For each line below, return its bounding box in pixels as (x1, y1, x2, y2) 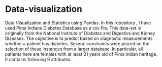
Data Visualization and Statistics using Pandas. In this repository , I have (5, 20, 151, 26)
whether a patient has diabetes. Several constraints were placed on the (5, 40, 150, 46)
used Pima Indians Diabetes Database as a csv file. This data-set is (5, 25, 141, 31)
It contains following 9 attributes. (5, 56, 72, 62)
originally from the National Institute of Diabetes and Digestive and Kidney (5, 30, 155, 36)
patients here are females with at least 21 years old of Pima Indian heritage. (5, 51, 158, 57)
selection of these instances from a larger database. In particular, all (5, 46, 143, 52)
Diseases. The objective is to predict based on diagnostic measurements (5, 35, 153, 41)
